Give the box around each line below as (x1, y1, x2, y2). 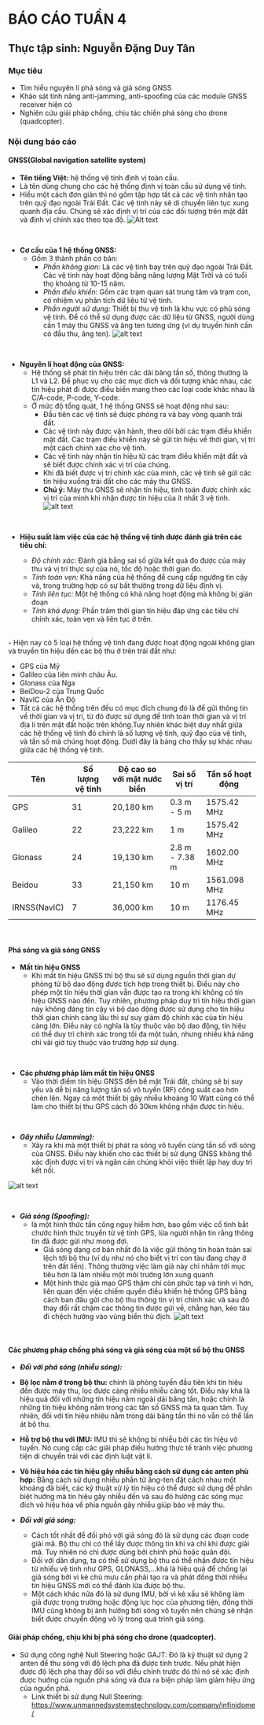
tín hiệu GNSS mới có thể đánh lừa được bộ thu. (31, 1581, 185, 1590)
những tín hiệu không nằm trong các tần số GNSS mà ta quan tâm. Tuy (19, 1403, 248, 1413)
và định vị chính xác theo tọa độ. (19, 215, 126, 224)
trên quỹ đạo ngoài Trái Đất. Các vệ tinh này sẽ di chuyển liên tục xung (19, 198, 249, 207)
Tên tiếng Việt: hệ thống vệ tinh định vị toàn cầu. (19, 173, 179, 183)
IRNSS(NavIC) (12, 902, 64, 913)
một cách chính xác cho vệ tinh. (42, 443, 147, 452)
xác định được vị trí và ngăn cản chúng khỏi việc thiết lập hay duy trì (31, 1158, 253, 1167)
